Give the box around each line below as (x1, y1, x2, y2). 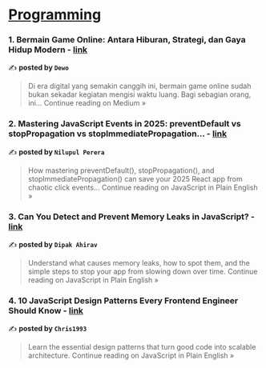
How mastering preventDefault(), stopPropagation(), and (27, 166, 215, 175)
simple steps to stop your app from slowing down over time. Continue (27, 266, 258, 277)
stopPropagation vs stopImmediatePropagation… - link (8, 128, 227, 139)
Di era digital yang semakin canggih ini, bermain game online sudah (27, 82, 252, 91)
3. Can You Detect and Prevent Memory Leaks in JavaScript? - (8, 210, 255, 222)
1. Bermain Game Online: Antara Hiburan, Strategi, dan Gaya (8, 34, 246, 46)
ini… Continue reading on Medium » (27, 98, 147, 108)
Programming (8, 6, 102, 24)
